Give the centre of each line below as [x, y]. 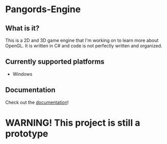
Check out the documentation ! [37, 102]
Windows [22, 74]
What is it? [22, 28]
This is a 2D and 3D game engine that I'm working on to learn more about [82, 40]
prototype [27, 134]
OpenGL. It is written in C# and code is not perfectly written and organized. [84, 46]
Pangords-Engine [43, 9]
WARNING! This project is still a [73, 123]
